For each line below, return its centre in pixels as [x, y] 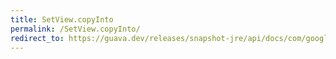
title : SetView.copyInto [62, 19]
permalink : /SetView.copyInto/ [75, 29]
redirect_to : [37, 38]
